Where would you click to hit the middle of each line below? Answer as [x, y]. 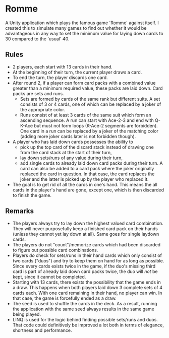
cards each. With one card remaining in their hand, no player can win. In [87, 293]
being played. [27, 314]
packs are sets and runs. [38, 93]
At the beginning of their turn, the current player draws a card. [77, 72]
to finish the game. [32, 195]
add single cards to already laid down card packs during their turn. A [91, 163]
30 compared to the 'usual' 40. [37, 39]
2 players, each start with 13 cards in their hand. [62, 66]
